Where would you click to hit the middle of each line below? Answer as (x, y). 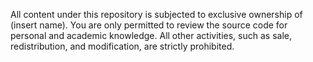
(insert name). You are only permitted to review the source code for (149, 25)
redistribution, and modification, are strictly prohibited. (122, 46)
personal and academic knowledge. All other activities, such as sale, (151, 35)
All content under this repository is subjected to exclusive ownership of (156, 14)
